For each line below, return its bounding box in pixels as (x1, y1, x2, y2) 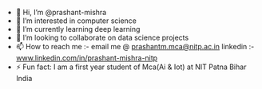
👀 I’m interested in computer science (15, 16, 137, 25)
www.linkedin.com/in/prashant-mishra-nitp (15, 53, 158, 63)
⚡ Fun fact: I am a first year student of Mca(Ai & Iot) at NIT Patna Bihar (15, 62, 247, 72)
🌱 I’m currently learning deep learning (15, 25, 141, 33)
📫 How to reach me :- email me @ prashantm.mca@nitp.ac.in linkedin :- (15, 42, 255, 51)
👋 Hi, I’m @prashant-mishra (15, 8, 107, 17)
